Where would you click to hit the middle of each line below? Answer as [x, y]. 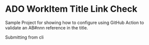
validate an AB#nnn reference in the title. [47, 27]
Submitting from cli [24, 37]
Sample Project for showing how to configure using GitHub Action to [74, 22]
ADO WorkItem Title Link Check [71, 9]
